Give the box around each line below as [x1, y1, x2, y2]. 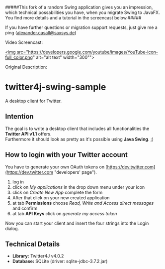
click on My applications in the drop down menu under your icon [12, 184, 145, 190]
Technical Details [5, 240, 60, 248]
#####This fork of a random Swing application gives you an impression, [5, 4, 153, 10]
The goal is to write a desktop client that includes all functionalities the [5, 126, 150, 132]
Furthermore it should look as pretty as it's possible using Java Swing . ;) [5, 136, 154, 142]
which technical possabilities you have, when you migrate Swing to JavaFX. [5, 9, 160, 15]
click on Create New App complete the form [12, 189, 103, 195]
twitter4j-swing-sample [5, 82, 106, 93]
